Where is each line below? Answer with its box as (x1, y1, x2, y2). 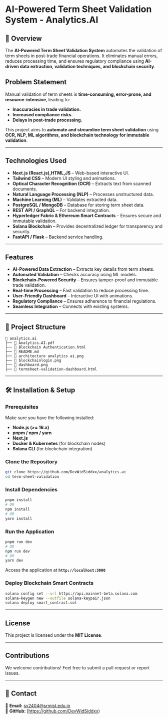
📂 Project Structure (5, 322, 66, 331)
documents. (12, 186, 37, 192)
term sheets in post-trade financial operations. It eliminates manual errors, (5, 53, 158, 59)
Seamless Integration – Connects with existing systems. (12, 303, 129, 309)
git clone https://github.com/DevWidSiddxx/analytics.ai (5, 470, 126, 475)
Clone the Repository (5, 458, 58, 465)
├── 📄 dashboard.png (5, 363, 48, 368)
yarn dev (5, 558, 23, 563)
